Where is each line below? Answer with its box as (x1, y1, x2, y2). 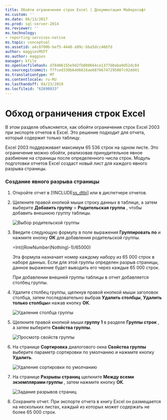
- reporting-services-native (5, 35, 66, 40)
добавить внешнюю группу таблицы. (12, 210, 91, 216)
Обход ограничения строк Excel (5, 108, 146, 119)
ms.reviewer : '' (5, 26, 39, 31)
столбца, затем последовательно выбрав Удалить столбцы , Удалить (12, 294, 162, 300)
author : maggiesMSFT (5, 49, 48, 54)
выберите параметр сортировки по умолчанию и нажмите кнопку (12, 349, 155, 355)
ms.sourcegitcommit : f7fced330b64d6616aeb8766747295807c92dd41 (5, 68, 140, 73)
